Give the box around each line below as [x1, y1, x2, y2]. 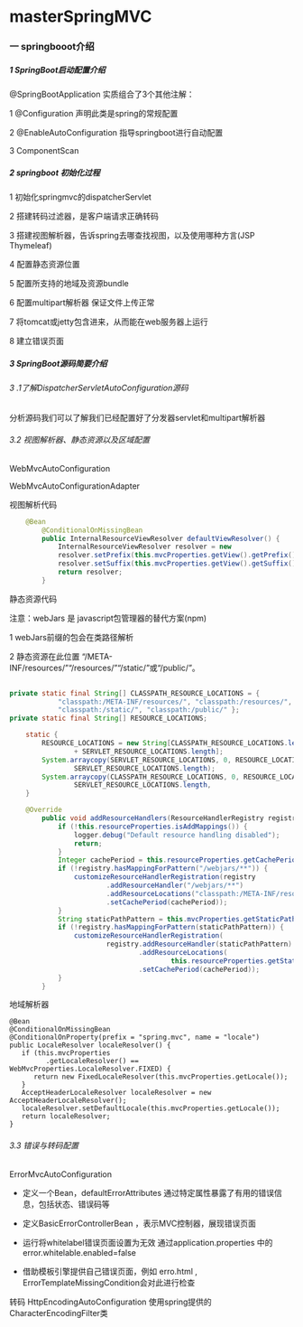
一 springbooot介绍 [9, 41, 95, 53]
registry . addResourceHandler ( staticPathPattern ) [106, 939, 293, 949]
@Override [25, 806, 63, 815]
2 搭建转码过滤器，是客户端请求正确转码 [9, 210, 160, 222]
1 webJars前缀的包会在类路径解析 [9, 631, 134, 642]
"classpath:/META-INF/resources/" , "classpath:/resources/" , [57, 697, 293, 706]
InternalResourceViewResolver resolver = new [57, 542, 232, 552]
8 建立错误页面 [9, 336, 65, 347]
